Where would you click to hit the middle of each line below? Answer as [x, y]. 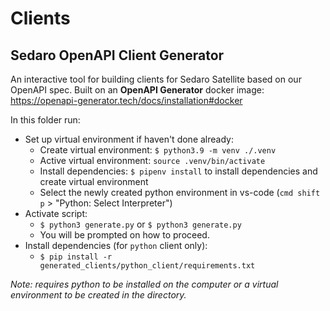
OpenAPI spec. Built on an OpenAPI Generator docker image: [137, 90]
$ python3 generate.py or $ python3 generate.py [140, 224]
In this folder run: [45, 120]
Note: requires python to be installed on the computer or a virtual [144, 284]
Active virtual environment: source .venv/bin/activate [152, 160]
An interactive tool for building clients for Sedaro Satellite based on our [156, 79]
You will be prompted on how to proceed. [124, 235]
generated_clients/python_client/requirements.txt [147, 266]
